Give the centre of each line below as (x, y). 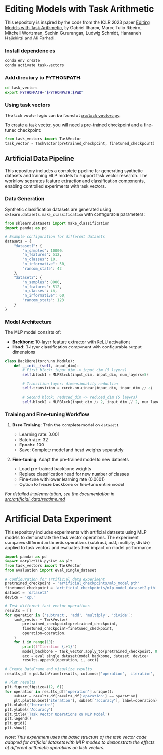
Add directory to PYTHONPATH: (43, 77)
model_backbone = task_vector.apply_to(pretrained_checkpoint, (88, 651)
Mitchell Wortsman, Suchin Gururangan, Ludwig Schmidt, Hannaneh (73, 33)
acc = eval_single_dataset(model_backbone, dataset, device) (86, 656)
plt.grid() (16, 723)
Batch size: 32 (33, 440)
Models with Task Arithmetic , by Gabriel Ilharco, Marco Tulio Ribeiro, (73, 27)
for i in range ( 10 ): (34, 642)
